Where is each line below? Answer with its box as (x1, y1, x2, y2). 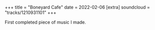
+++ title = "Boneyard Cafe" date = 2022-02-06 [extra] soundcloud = (5, 4, 150, 10)
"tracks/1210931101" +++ (5, 9, 57, 15)
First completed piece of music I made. (5, 19, 87, 25)
